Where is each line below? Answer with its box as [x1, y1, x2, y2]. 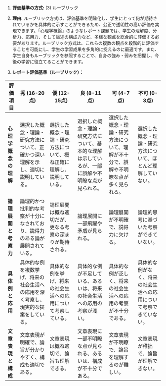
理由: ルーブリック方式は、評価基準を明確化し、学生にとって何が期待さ [12, 15, 158, 21]
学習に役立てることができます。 [21, 59, 86, 64]
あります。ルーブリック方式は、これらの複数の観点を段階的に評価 [21, 40, 155, 46]
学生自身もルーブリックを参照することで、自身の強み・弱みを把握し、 [12, 53, 155, 58]
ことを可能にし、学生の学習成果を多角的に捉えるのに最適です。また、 [16, 47, 159, 52]
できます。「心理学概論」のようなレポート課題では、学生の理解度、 [16, 28, 153, 34]
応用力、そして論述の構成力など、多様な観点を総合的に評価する [25, 34, 155, 40]
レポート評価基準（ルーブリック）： [12, 69, 84, 75]
